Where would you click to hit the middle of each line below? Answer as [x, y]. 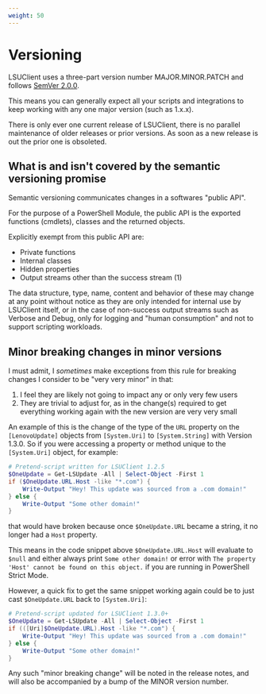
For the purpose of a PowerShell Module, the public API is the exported [124, 213]
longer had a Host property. [53, 535]
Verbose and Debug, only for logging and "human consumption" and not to [131, 318]
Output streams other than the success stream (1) [101, 278]
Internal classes [45, 261]
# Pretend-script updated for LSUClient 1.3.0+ [89, 614]
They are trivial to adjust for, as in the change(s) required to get [123, 403]
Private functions [48, 253]
